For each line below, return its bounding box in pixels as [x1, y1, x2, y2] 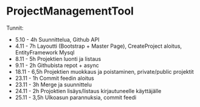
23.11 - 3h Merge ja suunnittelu [15, 80, 92, 88]
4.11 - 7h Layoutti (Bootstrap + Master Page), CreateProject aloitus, [15, 42, 182, 50]
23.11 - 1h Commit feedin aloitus [15, 74, 94, 82]
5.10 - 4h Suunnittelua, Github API [15, 36, 100, 43]
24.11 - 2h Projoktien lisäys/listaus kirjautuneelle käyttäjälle [15, 87, 162, 94]
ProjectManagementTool [6, 4, 134, 18]
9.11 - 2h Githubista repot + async [15, 62, 99, 69]
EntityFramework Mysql [15, 48, 75, 56]
